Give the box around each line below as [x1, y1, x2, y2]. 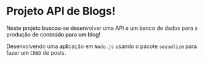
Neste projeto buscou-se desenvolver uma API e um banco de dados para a [6, 24, 198, 32]
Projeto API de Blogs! [6, 4, 116, 18]
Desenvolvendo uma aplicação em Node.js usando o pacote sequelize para [6, 43, 197, 50]
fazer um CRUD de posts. [6, 49, 66, 56]
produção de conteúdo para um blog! [6, 30, 101, 38]
